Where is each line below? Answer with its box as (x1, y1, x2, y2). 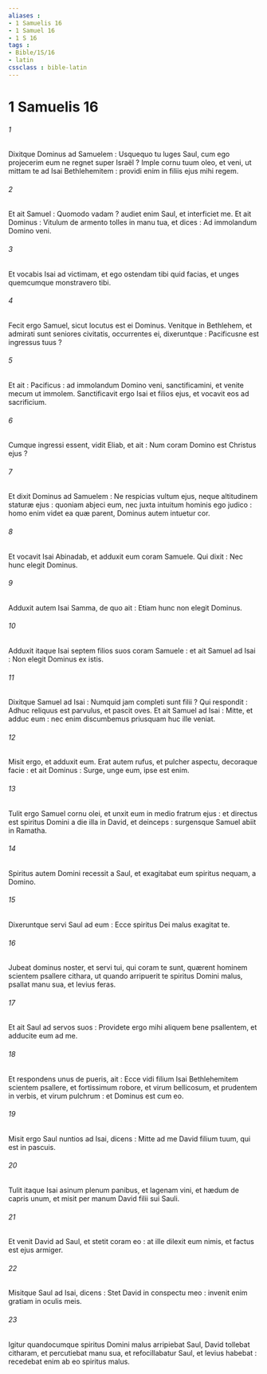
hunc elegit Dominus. (8, 559, 78, 570)
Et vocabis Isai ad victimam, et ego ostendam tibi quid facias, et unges (8, 269, 239, 279)
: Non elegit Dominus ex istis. (8, 654, 104, 664)
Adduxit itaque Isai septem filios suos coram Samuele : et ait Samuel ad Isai (8, 646, 257, 655)
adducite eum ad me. (8, 1031, 78, 1041)
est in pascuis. (8, 1142, 56, 1152)
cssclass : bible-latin (8, 64, 88, 72)
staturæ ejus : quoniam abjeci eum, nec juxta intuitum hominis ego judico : (8, 500, 253, 510)
